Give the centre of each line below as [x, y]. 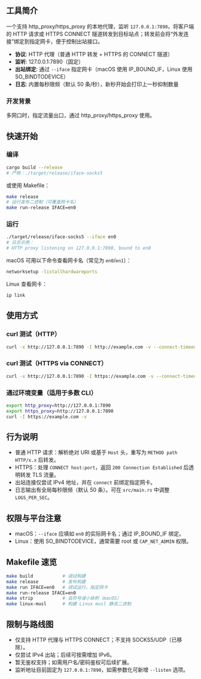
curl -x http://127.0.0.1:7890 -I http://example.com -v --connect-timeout [103, 347]
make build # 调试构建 [46, 576]
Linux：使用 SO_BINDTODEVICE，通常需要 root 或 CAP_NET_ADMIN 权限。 [103, 541]
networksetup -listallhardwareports [52, 272]
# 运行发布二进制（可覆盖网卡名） [42, 202]
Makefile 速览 [32, 562]
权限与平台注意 [34, 518]
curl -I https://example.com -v [46, 417]
